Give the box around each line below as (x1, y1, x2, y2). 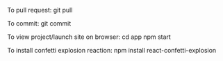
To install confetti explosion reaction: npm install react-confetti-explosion (7, 46, 217, 54)
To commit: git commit (7, 19, 72, 27)
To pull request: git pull (7, 6, 73, 14)
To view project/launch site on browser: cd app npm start (7, 33, 172, 41)
